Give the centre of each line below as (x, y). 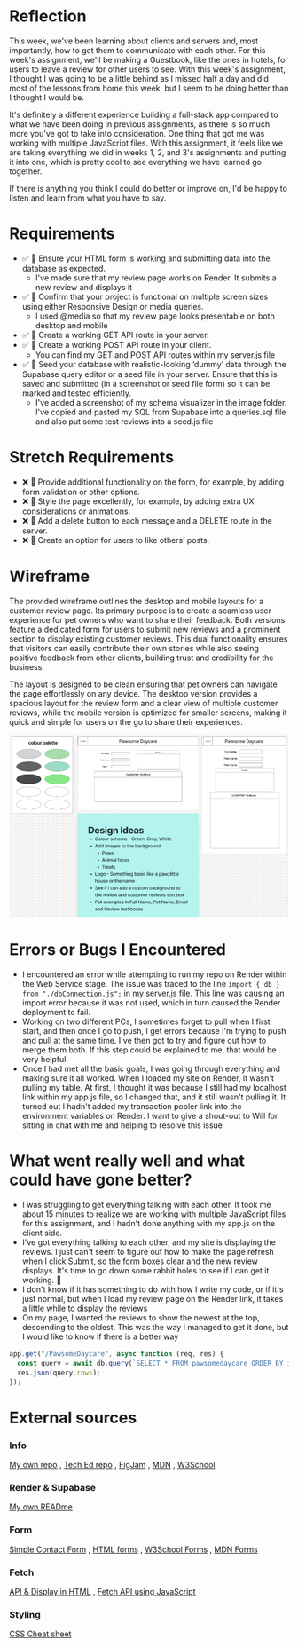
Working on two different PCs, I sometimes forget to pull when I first (146, 1021)
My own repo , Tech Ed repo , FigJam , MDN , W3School (112, 1465)
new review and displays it (84, 287)
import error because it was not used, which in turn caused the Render (151, 1003)
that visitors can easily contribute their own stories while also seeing (134, 648)
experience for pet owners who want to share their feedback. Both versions (147, 619)
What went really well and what (127, 1161)
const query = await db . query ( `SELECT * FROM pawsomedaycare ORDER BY (150, 1364)
